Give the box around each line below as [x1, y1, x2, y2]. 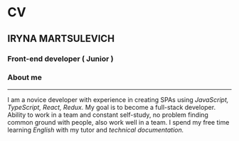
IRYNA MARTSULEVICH [7, 33, 115, 45]
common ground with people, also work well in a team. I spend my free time [7, 118, 230, 126]
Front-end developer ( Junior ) [7, 54, 114, 64]
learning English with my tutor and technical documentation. [7, 125, 184, 134]
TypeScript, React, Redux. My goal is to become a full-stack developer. [7, 103, 216, 111]
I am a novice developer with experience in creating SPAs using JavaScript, [7, 95, 229, 103]
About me [7, 72, 43, 82]
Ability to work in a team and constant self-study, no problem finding [7, 111, 208, 119]
